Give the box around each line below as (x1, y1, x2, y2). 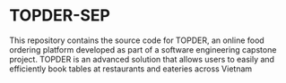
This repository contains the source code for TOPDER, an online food (9, 35, 264, 46)
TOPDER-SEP (9, 5, 110, 26)
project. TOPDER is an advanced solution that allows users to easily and (9, 54, 275, 64)
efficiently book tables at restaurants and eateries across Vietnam (9, 63, 253, 74)
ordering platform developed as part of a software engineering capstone (9, 44, 277, 54)
